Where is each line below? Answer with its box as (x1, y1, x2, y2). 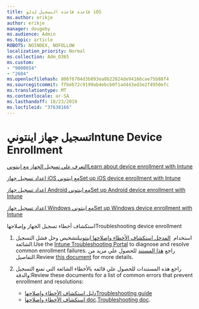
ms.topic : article (7, 37, 53, 43)
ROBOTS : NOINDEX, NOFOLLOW (7, 43, 75, 49)
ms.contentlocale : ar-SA (7, 93, 69, 99)
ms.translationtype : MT (7, 88, 67, 94)
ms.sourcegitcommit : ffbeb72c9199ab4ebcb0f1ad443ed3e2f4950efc (7, 82, 169, 88)
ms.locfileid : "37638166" (7, 104, 72, 110)
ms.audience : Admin (7, 31, 56, 37)
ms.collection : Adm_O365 (7, 54, 69, 60)
